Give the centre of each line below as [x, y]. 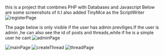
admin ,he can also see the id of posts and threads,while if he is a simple [80, 32]
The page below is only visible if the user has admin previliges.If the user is [82, 27]
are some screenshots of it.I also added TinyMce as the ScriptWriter [75, 12]
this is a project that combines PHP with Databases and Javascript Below [80, 7]
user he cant [18, 38]
